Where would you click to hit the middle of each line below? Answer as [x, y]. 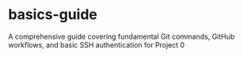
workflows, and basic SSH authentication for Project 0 [97, 44]
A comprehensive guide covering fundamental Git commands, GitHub [121, 36]
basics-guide [53, 15]
